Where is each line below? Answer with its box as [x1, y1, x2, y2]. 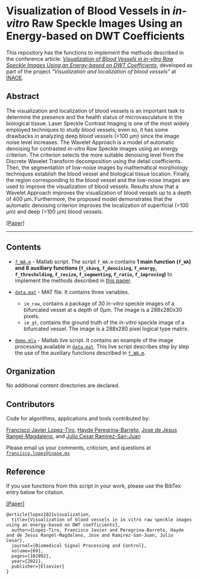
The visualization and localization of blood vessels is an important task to [6, 107, 185, 114]
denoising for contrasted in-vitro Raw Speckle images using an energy [6, 145, 178, 152]
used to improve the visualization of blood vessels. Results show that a [6, 183, 179, 190]
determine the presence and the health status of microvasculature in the [6, 113, 182, 120]
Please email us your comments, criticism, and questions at [6, 444, 151, 451]
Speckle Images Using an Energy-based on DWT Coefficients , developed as [6, 61, 192, 69]
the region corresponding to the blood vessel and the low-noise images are [6, 176, 190, 183]
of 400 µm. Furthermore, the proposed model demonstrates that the [6, 195, 173, 202]
